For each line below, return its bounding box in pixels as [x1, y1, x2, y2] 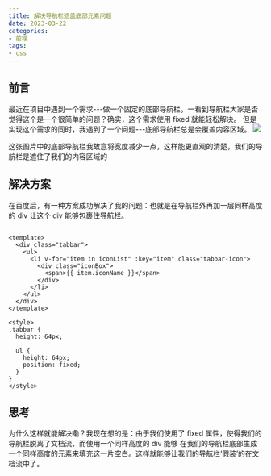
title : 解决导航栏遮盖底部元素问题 [8, 11, 112, 20]
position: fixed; [23, 361, 81, 369]
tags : [8, 42, 27, 50]
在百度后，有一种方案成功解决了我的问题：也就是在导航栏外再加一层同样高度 [8, 200, 263, 210]
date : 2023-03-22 [8, 19, 67, 27]
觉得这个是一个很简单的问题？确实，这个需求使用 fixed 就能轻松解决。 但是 [8, 114, 257, 123]
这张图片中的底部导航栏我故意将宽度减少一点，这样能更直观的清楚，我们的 [8, 141, 256, 151]
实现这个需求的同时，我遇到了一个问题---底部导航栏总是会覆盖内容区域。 [8, 124, 252, 134]
